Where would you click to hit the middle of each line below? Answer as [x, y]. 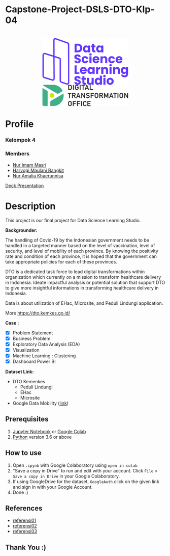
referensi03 [25, 532]
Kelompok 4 [21, 140]
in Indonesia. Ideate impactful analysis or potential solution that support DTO [85, 282]
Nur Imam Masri [29, 165]
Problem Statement [33, 333]
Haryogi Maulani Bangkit [38, 170]
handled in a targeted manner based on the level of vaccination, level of [80, 245]
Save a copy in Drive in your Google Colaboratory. [66, 476]
